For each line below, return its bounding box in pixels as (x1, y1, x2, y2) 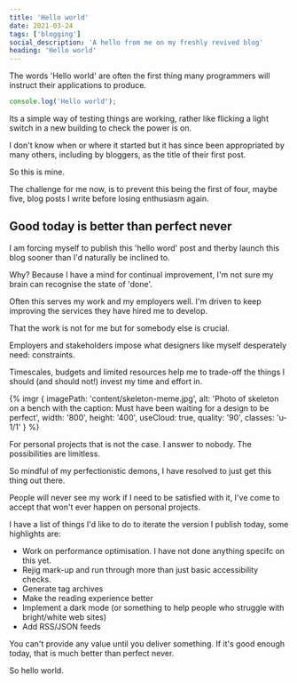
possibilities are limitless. (9, 448, 100, 459)
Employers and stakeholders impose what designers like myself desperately (9, 340, 287, 350)
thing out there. (9, 475, 66, 486)
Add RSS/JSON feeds (21, 621, 101, 631)
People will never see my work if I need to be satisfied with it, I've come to (9, 492, 280, 502)
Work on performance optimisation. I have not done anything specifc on (21, 545, 285, 556)
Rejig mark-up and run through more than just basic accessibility (21, 564, 259, 575)
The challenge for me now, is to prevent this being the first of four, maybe (9, 184, 277, 194)
